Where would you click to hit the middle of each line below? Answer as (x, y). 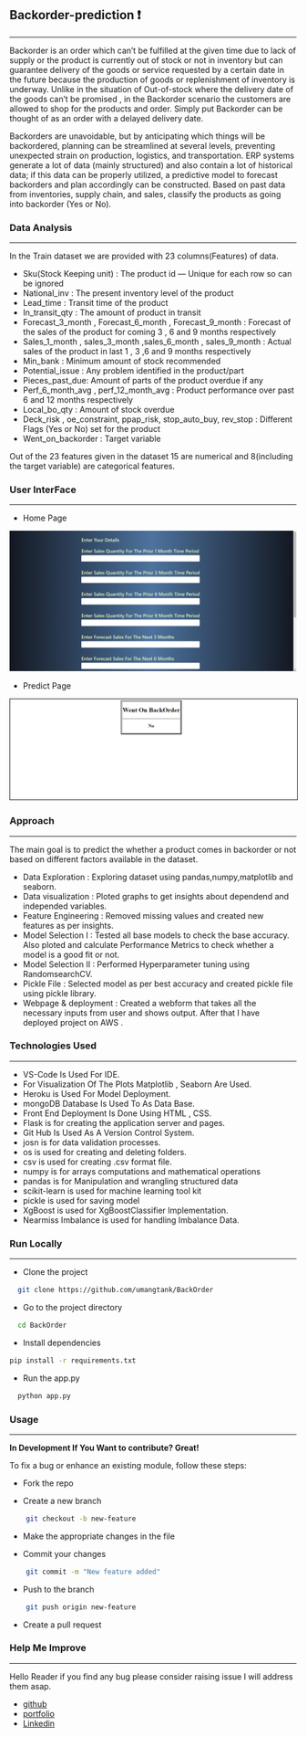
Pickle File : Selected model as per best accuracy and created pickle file (158, 984)
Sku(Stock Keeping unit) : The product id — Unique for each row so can (157, 274)
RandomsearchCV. (57, 974)
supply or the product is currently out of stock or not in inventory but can (146, 60)
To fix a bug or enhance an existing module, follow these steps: (128, 1465)
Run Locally (36, 1243)
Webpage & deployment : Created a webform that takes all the (139, 1003)
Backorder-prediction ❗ (75, 15)
